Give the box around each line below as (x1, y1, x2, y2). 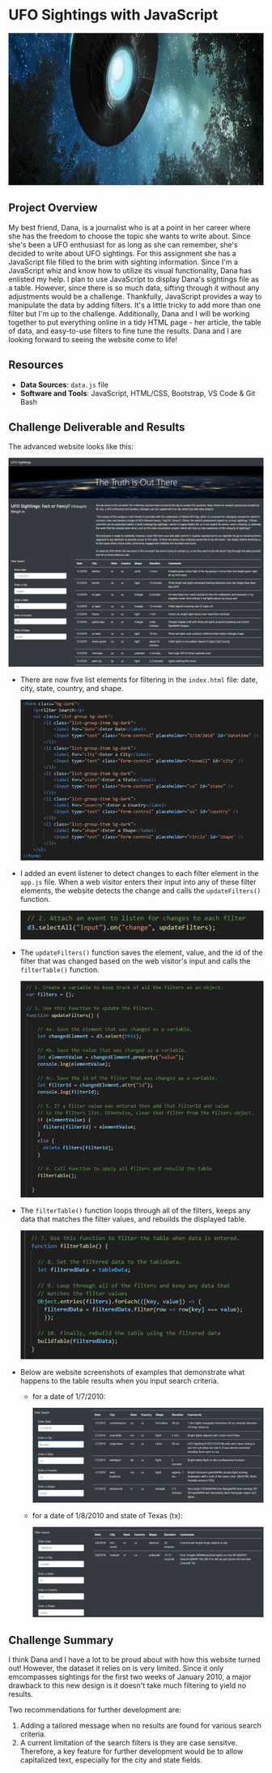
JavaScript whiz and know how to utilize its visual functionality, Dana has (8, 265, 253, 275)
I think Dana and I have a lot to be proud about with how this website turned (8, 1655, 261, 1664)
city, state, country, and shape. (19, 683, 124, 693)
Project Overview (8, 201, 98, 215)
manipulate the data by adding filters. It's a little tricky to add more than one (8, 300, 261, 310)
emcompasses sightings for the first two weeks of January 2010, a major (8, 1672, 252, 1681)
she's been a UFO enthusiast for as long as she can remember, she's (8, 239, 239, 249)
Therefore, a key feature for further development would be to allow (19, 1746, 244, 1756)
